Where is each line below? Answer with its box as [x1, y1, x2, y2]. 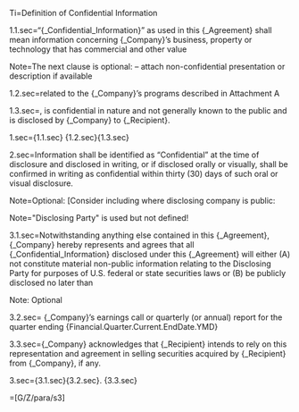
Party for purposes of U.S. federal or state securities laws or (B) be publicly [9, 268, 287, 278]
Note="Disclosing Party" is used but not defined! [9, 213, 189, 223]
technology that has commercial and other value [9, 44, 187, 55]
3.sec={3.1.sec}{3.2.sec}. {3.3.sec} [9, 375, 138, 385]
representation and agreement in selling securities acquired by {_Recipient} [9, 349, 287, 358]
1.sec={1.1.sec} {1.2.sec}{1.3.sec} [9, 132, 129, 142]
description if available [9, 71, 93, 81]
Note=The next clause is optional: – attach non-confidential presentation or [9, 62, 286, 71]
